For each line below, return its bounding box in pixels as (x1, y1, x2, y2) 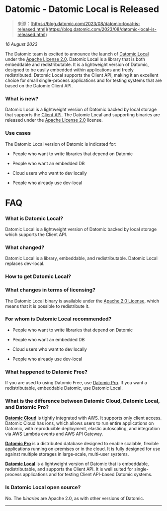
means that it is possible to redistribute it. (5, 303, 90, 309)
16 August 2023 (5, 41, 38, 47)
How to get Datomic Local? (5, 273, 71, 280)
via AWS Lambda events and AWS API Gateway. (5, 431, 103, 437)
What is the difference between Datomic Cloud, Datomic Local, (5, 398, 160, 405)
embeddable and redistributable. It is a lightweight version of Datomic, (5, 61, 149, 67)
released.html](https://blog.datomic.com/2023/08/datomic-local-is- (17, 26, 157, 32)
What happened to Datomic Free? (5, 368, 88, 375)
